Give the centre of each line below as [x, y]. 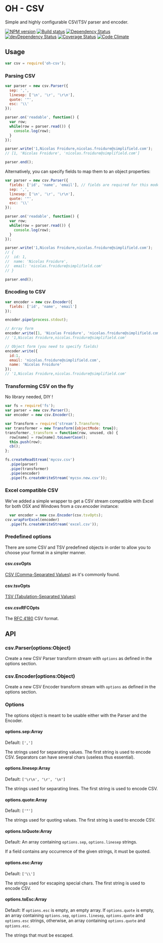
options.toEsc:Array [26, 899]
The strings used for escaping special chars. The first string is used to [75, 883]
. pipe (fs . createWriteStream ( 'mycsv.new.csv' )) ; [58, 478]
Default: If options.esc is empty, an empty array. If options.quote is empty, [80, 910]
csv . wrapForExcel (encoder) [32, 520]
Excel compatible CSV [32, 490]
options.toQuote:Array [28, 831]
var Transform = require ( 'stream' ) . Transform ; [53, 424]
